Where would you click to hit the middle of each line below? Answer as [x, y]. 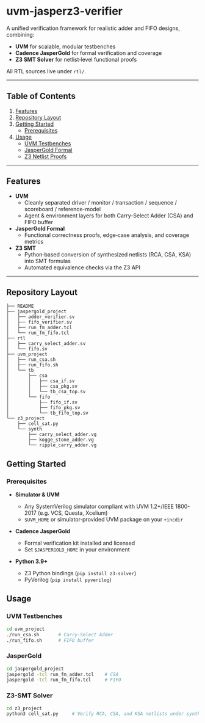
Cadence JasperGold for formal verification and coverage [88, 53]
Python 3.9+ [31, 561]
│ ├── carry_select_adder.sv [46, 344]
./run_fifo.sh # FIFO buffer [50, 640]
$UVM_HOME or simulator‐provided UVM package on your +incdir [104, 520]
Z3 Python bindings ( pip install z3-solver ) [80, 573]
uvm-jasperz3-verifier [65, 11]
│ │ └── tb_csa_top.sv [46, 392]
